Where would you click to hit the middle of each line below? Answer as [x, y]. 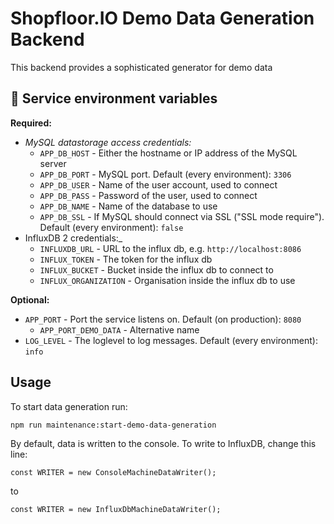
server [53, 163]
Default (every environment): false [111, 227]
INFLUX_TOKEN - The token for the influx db [126, 259]
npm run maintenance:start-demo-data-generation [113, 425]
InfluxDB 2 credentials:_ [73, 238]
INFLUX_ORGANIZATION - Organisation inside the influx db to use [167, 280]
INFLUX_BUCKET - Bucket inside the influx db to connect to [156, 269]
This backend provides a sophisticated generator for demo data [141, 67]
